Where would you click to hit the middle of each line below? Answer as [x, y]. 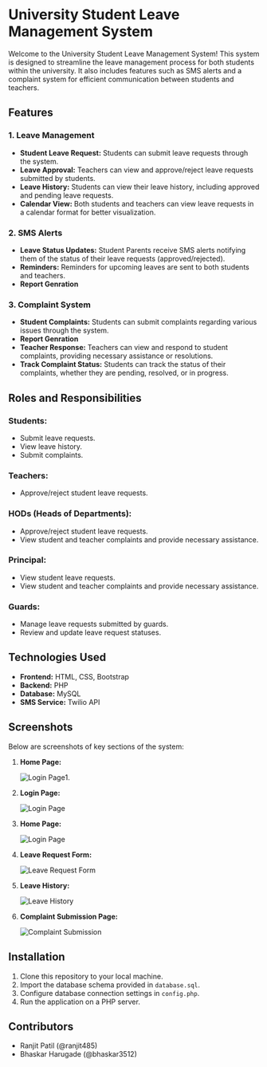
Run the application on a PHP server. [80, 1002]
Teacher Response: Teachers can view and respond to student [124, 348]
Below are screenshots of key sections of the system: [96, 746]
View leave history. [51, 446]
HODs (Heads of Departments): [70, 514]
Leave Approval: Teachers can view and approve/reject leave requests [136, 170]
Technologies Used [57, 658]
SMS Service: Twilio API [60, 702]
